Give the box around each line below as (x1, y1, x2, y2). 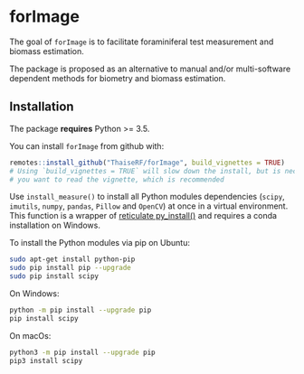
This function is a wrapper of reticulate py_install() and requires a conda (9, 210, 278, 221)
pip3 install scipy (9, 356, 83, 365)
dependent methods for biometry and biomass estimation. (9, 72, 226, 83)
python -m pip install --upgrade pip (9, 305, 152, 314)
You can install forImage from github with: (9, 140, 165, 151)
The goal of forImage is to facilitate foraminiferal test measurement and (9, 36, 274, 47)
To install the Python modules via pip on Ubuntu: (9, 238, 190, 248)
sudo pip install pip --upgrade (9, 264, 131, 273)
